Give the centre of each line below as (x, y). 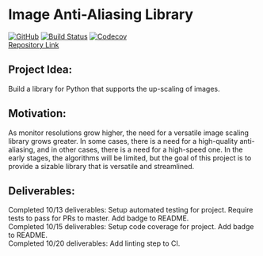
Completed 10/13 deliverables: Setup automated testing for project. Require (131, 210)
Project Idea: (40, 70)
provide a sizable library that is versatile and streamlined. (101, 166)
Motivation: (37, 113)
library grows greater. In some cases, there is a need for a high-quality (123, 141)
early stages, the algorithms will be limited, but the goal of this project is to (130, 158)
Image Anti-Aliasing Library (101, 15)
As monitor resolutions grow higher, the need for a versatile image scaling (129, 133)
